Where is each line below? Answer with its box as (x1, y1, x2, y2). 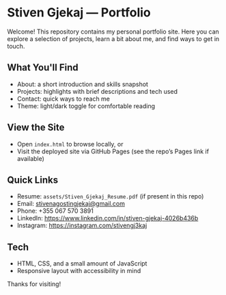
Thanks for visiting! (7, 280, 61, 288)
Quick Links (7, 174, 59, 185)
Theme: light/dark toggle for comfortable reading (16, 101, 156, 110)
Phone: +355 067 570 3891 (16, 207, 94, 215)
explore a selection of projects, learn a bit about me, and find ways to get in (7, 34, 220, 42)
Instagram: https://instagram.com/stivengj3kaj (16, 221, 147, 230)
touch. (7, 42, 25, 50)
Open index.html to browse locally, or (16, 140, 124, 148)
